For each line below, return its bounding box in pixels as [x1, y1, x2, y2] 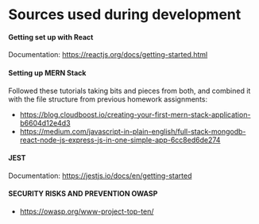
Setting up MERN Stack [8, 68, 87, 77]
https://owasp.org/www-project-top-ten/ [19, 207, 154, 216]
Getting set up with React [8, 32, 94, 41]
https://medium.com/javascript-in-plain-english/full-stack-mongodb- [19, 126, 246, 136]
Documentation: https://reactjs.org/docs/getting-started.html [8, 50, 208, 60]
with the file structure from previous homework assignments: [8, 94, 208, 104]
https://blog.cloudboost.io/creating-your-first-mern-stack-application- [19, 110, 251, 119]
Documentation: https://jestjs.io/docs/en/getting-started [8, 171, 192, 180]
